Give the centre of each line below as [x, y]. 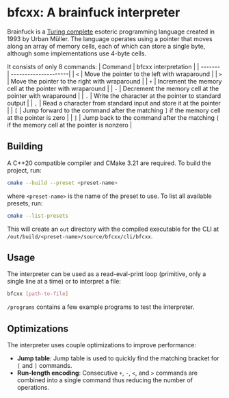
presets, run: [25, 203]
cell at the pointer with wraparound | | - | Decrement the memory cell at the [113, 88]
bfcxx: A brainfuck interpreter [94, 13]
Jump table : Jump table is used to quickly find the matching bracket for [118, 358]
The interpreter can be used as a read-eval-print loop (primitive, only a [107, 274]
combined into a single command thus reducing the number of [105, 380]
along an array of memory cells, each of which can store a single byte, [106, 46]
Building [25, 146]
